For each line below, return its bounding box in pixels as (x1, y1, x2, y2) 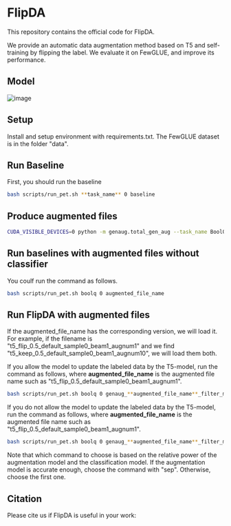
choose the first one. (7, 473, 67, 481)
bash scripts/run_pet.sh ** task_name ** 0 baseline (7, 191, 155, 198)
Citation (7, 493, 43, 505)
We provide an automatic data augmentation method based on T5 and (7, 41, 206, 49)
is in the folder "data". (7, 139, 69, 148)
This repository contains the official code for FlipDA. (7, 28, 155, 36)
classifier (7, 259, 48, 270)
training (7, 48, 29, 57)
